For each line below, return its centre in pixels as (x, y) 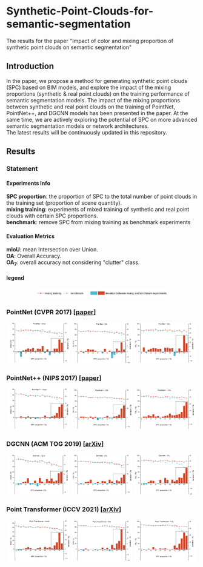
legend (15, 277)
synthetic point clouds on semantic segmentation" (69, 47)
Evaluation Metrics (31, 236)
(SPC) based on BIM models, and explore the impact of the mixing (89, 87)
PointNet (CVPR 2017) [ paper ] (51, 312)
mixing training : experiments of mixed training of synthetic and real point (98, 210)
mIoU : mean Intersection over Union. (52, 250)
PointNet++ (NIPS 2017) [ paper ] (54, 378)
